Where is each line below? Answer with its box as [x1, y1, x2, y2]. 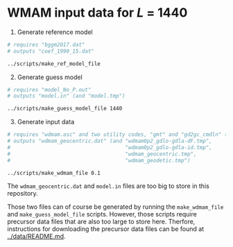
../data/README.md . [7, 232, 66, 241]
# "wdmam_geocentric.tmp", [7, 151, 197, 157]
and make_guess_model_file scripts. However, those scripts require [7, 210, 198, 219]
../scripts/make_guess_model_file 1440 [7, 105, 123, 112]
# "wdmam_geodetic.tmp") [7, 157, 191, 164]
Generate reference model [17, 28, 93, 36]
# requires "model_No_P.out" [7, 86, 92, 93]
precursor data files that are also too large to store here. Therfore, [7, 217, 196, 226]
